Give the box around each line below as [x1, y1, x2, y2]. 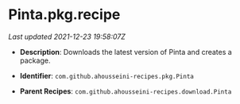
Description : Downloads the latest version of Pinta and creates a [19, 47, 232, 56]
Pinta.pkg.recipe [8, 6, 121, 24]
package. [19, 56, 51, 65]
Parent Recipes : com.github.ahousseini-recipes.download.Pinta [19, 86, 232, 96]
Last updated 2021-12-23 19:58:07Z [8, 32, 126, 41]
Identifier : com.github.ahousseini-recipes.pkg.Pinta [19, 71, 195, 80]
